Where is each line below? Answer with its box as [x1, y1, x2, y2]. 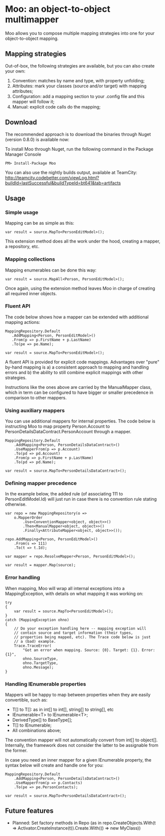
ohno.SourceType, [23, 656, 58, 661]
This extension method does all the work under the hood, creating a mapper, [5, 238, 161, 244]
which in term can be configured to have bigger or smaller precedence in [5, 389, 154, 395]
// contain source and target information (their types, [14, 630, 133, 635]
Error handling [5, 574, 40, 581]
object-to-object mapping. [5, 35, 59, 41]
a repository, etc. [5, 244, 39, 249]
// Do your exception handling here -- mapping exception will [14, 626, 147, 631]
